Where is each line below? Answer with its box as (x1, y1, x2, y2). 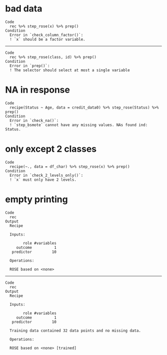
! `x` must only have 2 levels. (9, 177, 77, 182)
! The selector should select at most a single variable (9, 68, 130, 73)
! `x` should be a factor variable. (9, 37, 85, 42)
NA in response (5, 84, 71, 96)
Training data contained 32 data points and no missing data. (9, 328, 141, 333)
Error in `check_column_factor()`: (9, 32, 83, 37)
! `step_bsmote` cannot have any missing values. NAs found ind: (9, 122, 148, 127)
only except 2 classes (5, 143, 97, 155)
